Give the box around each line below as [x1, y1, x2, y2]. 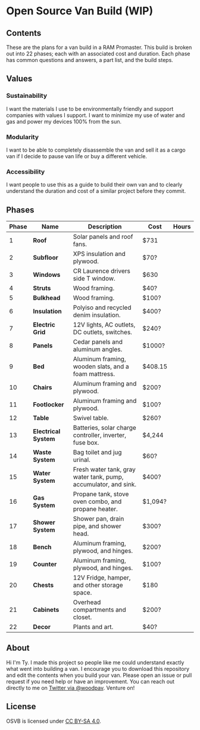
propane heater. [73, 505, 118, 513]
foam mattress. [73, 370, 115, 378]
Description [87, 223, 122, 231]
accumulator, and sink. [73, 480, 137, 489]
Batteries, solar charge [73, 424, 137, 432]
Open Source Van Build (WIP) [6, 4, 154, 18]
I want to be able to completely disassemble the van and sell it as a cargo [6, 146, 186, 153]
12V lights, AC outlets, [73, 321, 136, 329]
